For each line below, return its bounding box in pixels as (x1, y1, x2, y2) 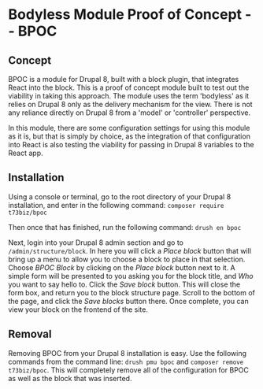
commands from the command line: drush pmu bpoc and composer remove (8, 357, 244, 366)
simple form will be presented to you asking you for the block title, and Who (8, 271, 254, 280)
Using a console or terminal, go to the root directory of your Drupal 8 (8, 191, 232, 202)
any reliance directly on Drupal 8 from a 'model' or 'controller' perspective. (8, 108, 250, 117)
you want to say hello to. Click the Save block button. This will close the (8, 280, 241, 289)
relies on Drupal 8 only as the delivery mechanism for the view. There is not (8, 100, 254, 109)
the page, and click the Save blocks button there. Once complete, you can (8, 296, 250, 306)
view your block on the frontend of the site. (8, 305, 148, 314)
